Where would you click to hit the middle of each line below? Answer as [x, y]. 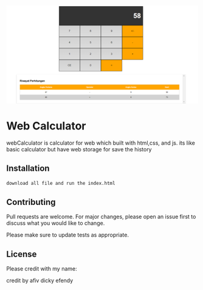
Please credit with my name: [42, 269]
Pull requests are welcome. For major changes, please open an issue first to [101, 217]
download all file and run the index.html [61, 183]
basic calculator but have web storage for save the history [79, 149]
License [22, 254]
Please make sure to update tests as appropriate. [68, 235]
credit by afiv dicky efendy [40, 281]
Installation [28, 169]
